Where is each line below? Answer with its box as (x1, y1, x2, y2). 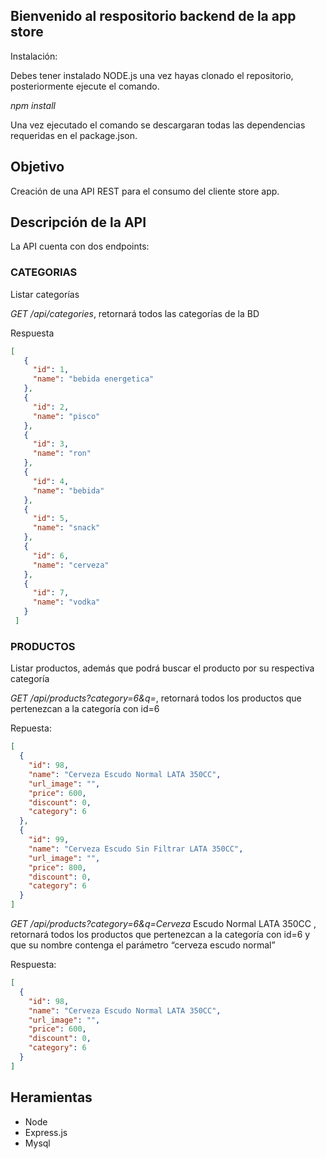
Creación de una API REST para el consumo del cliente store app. (10, 185, 280, 197)
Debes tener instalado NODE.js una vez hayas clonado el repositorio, (10, 69, 294, 81)
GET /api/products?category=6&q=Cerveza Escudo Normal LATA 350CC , (10, 918, 317, 930)
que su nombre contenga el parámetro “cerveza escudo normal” (10, 939, 276, 951)
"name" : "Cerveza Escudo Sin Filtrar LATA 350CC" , (28, 844, 244, 854)
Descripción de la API (10, 214, 147, 231)
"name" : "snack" (32, 523, 101, 533)
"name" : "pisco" (32, 411, 101, 421)
